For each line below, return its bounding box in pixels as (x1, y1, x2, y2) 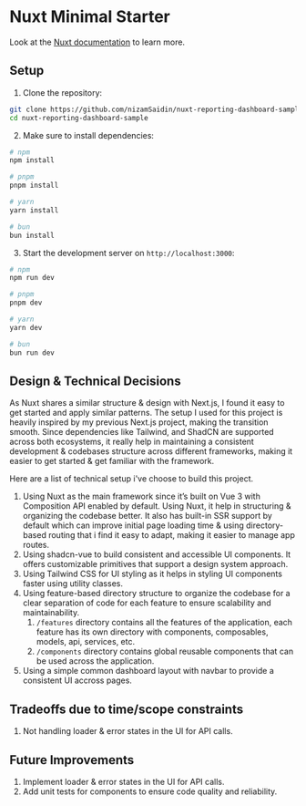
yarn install (9, 205, 59, 215)
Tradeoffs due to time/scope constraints (9, 701, 244, 717)
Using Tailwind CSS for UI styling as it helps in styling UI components (22, 568, 282, 580)
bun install (9, 231, 55, 240)
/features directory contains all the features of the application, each (36, 617, 293, 628)
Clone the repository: (22, 87, 103, 98)
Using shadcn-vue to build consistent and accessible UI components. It (22, 549, 291, 560)
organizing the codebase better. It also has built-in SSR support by (22, 511, 273, 522)
